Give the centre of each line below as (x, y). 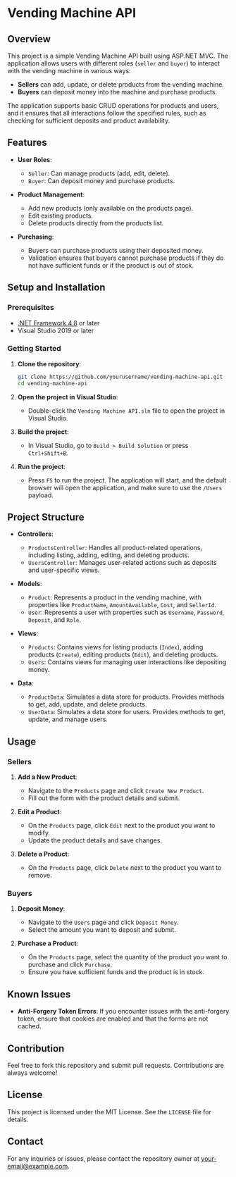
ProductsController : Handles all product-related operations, (115, 548)
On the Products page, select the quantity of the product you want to (128, 957)
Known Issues (39, 994)
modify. (39, 833)
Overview (29, 39)
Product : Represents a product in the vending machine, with (115, 597)
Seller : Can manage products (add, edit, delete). (99, 173)
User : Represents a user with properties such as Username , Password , (126, 612)
